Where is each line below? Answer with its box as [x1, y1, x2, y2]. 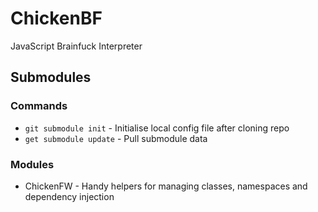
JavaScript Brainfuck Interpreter [10, 40, 143, 52]
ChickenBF [10, 7, 103, 30]
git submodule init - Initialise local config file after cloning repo [24, 122, 290, 134]
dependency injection [24, 190, 115, 202]
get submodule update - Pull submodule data [24, 132, 208, 144]
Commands [10, 99, 68, 113]
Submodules [10, 69, 92, 86]
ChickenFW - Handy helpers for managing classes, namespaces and [24, 180, 308, 192]
